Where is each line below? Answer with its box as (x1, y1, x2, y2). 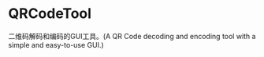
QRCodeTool (8, 5, 92, 23)
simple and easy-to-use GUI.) (8, 40, 104, 49)
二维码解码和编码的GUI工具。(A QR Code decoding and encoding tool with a (8, 31, 256, 41)
